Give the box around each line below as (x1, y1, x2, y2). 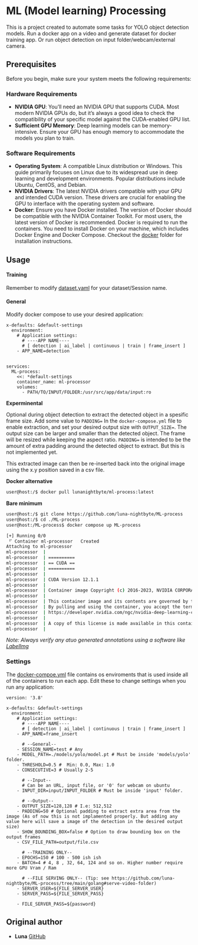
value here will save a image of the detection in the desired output (6, 818, 183, 824)
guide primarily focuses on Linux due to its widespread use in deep (14, 169, 178, 176)
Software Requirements (6, 149, 75, 157)
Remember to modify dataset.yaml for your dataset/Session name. (6, 284, 167, 291)
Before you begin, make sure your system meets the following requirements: (6, 75, 192, 82)
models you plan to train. (14, 134, 75, 142)
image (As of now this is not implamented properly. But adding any (6, 813, 178, 820)
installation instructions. (14, 237, 72, 245)
